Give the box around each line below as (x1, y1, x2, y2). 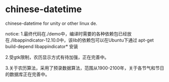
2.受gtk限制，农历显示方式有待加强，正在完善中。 (5, 54, 109, 60)
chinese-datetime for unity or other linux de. (5, 20, 98, 26)
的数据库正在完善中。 (5, 71, 50, 77)
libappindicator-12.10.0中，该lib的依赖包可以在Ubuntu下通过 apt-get (12, 37, 154, 43)
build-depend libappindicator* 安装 (5, 43, 78, 49)
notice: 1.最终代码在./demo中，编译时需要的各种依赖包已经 (5, 30, 128, 36)
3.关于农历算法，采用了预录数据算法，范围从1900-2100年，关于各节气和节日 (5, 65, 164, 71)
